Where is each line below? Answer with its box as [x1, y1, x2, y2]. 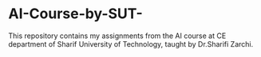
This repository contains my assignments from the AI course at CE [8, 31, 227, 40]
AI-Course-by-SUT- [8, 5, 144, 23]
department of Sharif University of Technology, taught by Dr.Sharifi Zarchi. [8, 39, 254, 48]
